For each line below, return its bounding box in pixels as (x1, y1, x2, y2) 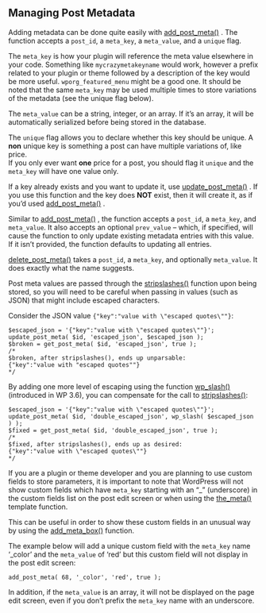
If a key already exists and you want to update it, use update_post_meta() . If (8, 182, 258, 191)
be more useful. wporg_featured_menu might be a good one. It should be (8, 76, 241, 86)
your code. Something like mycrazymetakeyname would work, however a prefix (8, 60, 259, 69)
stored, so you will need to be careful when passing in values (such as (8, 287, 238, 296)
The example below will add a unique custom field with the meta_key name (8, 541, 251, 550)
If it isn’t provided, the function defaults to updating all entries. (8, 239, 212, 249)
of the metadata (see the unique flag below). (8, 93, 154, 102)
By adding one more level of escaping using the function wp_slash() (8, 381, 230, 391)
